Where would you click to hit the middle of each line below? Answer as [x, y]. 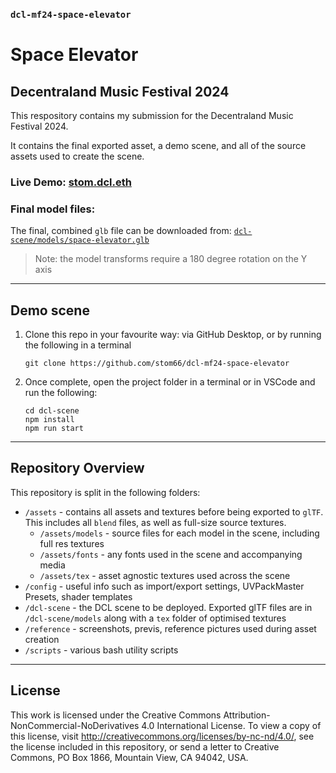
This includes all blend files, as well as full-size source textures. [155, 522]
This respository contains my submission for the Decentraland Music [152, 115]
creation [42, 639]
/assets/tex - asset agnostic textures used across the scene [165, 575]
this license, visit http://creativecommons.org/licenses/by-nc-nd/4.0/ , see [162, 736]
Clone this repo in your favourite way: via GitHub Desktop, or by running [173, 334]
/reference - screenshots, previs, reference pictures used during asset [170, 628]
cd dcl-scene [52, 410]
